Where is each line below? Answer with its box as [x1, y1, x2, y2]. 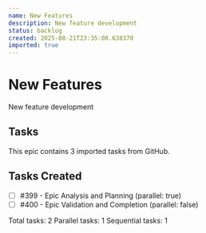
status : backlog [8, 26, 62, 34]
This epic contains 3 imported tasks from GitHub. [8, 146, 170, 156]
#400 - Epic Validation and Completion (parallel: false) [19, 199, 199, 209]
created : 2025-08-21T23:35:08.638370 [8, 34, 134, 42]
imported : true [8, 41, 59, 49]
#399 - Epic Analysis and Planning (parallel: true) [19, 191, 182, 200]
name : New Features [8, 11, 73, 20]
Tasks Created [8, 169, 82, 184]
